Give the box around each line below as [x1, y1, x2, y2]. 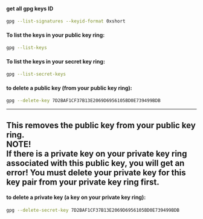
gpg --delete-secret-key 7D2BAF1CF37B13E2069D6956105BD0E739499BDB [6, 207, 180, 213]
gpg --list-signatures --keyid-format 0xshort [6, 18, 126, 24]
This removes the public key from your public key [6, 120, 196, 130]
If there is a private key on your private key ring [6, 148, 187, 159]
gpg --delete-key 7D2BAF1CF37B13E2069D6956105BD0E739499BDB [6, 97, 161, 104]
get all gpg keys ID [6, 5, 54, 12]
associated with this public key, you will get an [6, 158, 185, 168]
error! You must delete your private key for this [6, 167, 186, 178]
